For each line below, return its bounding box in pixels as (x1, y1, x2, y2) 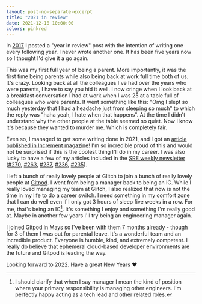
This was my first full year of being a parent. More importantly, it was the (6, 67, 186, 74)
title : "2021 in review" (6, 14, 69, 20)
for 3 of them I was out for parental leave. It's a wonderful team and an (6, 230, 182, 237)
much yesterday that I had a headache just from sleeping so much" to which (6, 105, 195, 112)
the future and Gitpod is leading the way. (6, 249, 107, 256)
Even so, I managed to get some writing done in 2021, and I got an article (6, 136, 187, 143)
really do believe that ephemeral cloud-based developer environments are (6, 243, 190, 250)
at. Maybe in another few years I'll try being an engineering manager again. (6, 211, 192, 219)
